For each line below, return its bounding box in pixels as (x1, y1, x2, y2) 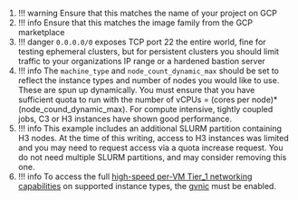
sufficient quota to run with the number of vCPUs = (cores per (17, 94, 250, 105)
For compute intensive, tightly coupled (130, 104, 274, 114)
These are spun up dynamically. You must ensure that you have (17, 85, 255, 95)
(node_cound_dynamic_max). (17, 104, 129, 114)
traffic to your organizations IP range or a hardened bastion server (17, 56, 265, 66)
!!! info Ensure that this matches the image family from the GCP (17, 17, 254, 28)
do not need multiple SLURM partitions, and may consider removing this (17, 152, 287, 162)
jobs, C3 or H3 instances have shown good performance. (17, 113, 233, 124)
